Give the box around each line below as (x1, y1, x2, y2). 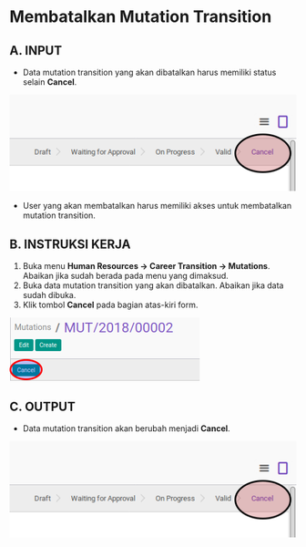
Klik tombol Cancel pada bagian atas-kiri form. (22, 299, 199, 311)
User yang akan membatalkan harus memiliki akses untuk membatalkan (22, 201, 292, 212)
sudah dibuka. (22, 290, 76, 301)
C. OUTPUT (9, 398, 76, 414)
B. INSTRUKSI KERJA (9, 236, 131, 252)
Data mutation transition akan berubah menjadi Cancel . (22, 422, 230, 434)
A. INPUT (9, 43, 62, 58)
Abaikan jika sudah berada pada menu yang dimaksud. (22, 271, 229, 282)
